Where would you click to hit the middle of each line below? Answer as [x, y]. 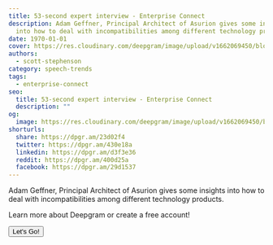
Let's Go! [26, 232]
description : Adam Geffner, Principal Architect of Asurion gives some [132, 24]
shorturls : [27, 129]
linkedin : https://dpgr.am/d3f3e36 [76, 152]
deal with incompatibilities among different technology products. [117, 199]
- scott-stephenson [49, 62]
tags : [17, 77]
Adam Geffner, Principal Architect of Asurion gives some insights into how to [136, 190]
